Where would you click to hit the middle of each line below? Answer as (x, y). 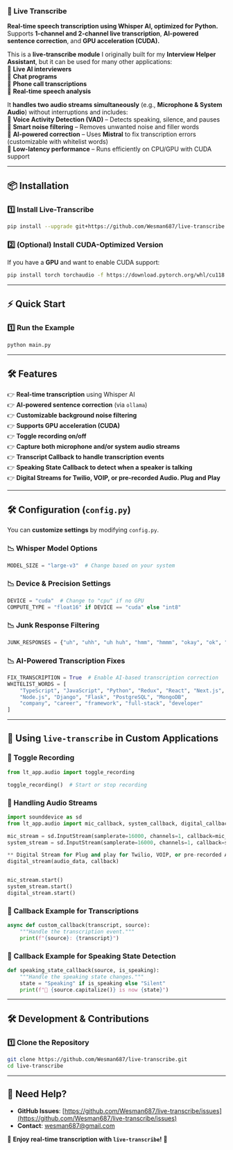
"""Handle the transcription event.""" (77, 931)
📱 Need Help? (37, 1094)
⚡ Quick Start (36, 304)
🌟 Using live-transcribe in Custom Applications (113, 738)
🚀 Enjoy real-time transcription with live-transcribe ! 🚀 (87, 1139)
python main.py (29, 345)
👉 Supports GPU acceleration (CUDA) (63, 426)
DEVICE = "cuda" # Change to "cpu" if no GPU (76, 600)
